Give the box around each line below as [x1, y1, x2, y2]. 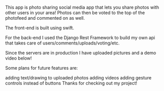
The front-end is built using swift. [5, 25, 74, 31]
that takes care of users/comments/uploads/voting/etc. [5, 40, 120, 46]
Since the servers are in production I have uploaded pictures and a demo [5, 50, 156, 56]
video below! [5, 55, 32, 61]
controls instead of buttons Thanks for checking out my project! [5, 80, 137, 86]
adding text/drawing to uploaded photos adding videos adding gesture [5, 75, 152, 80]
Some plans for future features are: [5, 65, 78, 71]
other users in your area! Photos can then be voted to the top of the [5, 10, 145, 16]
